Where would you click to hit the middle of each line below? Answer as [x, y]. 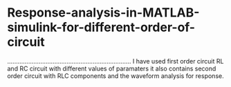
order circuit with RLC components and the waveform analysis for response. [115, 76]
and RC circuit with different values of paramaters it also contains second [112, 68]
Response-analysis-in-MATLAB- [103, 13]
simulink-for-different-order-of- [101, 27]
